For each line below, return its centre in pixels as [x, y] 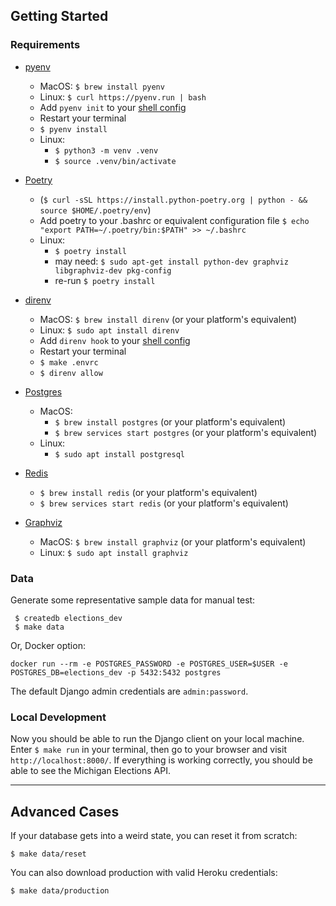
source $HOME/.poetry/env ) [95, 210]
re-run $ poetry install [105, 280]
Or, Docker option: [48, 645]
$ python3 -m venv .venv [106, 150]
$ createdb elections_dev [68, 618]
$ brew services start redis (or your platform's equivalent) [164, 503]
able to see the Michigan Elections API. [90, 771]
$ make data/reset [48, 854]
